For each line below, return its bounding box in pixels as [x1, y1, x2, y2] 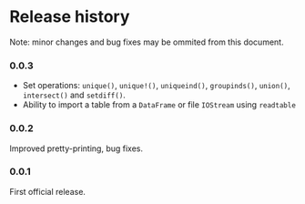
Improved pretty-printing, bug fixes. [9, 143, 144, 154]
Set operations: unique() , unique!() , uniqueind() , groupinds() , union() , [22, 80, 291, 91]
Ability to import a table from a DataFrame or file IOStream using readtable [22, 99, 296, 110]
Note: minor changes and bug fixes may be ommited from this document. [9, 36, 284, 47]
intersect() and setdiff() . [22, 89, 126, 101]
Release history [9, 6, 130, 27]
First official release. [9, 186, 86, 197]
